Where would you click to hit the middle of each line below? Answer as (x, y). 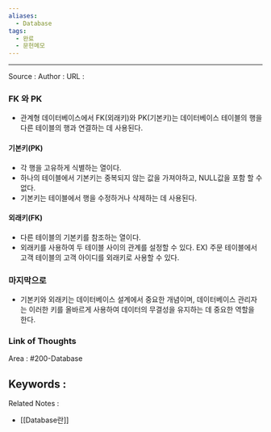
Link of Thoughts (42, 342)
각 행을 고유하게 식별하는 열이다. (71, 167)
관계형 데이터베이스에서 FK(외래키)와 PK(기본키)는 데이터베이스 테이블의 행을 (141, 118)
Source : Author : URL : (46, 77)
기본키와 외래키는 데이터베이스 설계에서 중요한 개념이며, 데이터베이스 (128, 300)
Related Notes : (34, 404)
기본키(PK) (26, 148)
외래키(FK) (25, 218)
